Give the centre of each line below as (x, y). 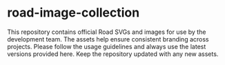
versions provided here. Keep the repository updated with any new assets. (113, 54)
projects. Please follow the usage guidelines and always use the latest (107, 46)
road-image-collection (74, 13)
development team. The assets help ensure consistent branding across (108, 39)
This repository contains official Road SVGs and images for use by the (107, 32)
